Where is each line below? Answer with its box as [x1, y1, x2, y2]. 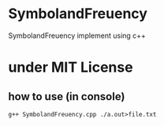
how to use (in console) [8, 90, 125, 103]
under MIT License [8, 58, 133, 76]
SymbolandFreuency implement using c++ [8, 31, 146, 40]
